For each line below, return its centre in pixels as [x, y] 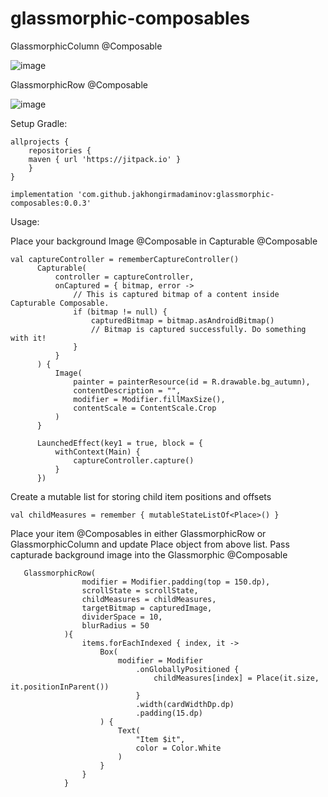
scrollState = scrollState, [140, 590]
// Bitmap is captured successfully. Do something [198, 329]
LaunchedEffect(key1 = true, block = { [119, 443]
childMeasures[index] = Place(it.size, [236, 678]
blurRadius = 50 [115, 625]
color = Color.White [178, 748]
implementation [42, 194]
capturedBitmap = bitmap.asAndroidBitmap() [182, 320]
